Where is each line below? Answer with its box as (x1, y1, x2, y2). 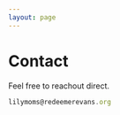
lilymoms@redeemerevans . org (8, 97, 112, 106)
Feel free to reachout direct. (8, 80, 110, 91)
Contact (8, 50, 69, 71)
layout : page (8, 12, 56, 22)
